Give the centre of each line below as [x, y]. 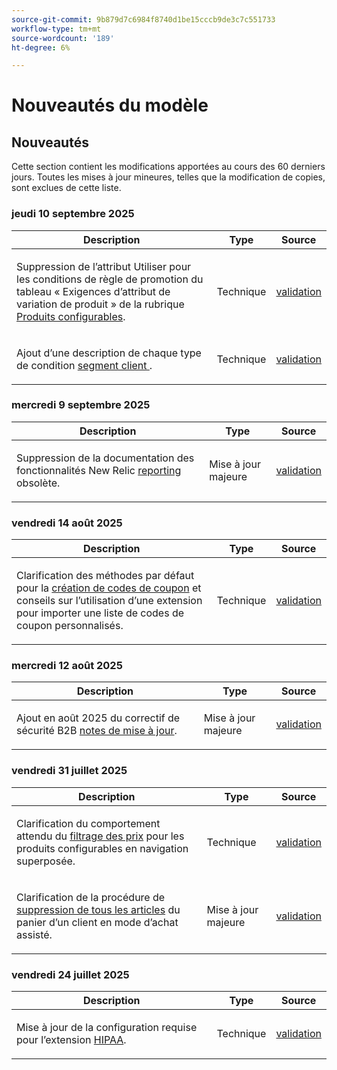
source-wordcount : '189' [63, 38]
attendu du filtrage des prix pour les [100, 836]
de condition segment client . [84, 365]
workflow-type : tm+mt [56, 29]
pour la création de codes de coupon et [109, 588]
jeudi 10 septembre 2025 [73, 214]
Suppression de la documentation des [105, 458]
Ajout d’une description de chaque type [109, 353]
